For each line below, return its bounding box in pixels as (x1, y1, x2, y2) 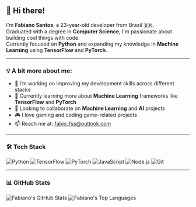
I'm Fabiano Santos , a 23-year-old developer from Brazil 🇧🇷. (6, 21, 155, 28)
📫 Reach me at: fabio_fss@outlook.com (14, 120, 111, 127)
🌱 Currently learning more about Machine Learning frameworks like (14, 92, 178, 99)
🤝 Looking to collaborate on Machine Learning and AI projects (14, 105, 165, 112)
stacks (14, 86, 31, 94)
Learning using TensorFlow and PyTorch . (6, 46, 107, 53)
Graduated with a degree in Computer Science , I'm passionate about (6, 27, 173, 35)
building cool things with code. (6, 34, 80, 41)
